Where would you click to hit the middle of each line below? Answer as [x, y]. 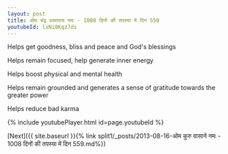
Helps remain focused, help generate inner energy [80, 60]
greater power [28, 95]
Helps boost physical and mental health [65, 74]
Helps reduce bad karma [43, 109]
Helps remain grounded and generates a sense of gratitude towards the [112, 88]
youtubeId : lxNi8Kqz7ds [42, 27]
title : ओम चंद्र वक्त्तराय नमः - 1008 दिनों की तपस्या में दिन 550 [84, 20]
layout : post [26, 14]
